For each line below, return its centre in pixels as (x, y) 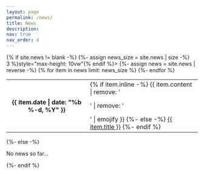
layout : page (23, 12)
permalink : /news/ (29, 18)
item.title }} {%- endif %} (125, 127)
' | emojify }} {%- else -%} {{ (131, 119)
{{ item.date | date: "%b (47, 102)
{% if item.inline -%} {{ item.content (141, 84)
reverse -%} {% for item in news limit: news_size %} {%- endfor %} (90, 70)
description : (23, 29)
